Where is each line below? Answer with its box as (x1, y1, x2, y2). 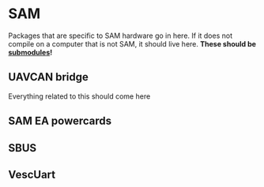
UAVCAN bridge (8, 70, 89, 84)
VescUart (8, 167, 56, 181)
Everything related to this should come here (8, 92, 151, 101)
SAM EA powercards (8, 114, 112, 128)
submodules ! (8, 47, 53, 57)
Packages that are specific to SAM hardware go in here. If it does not (8, 31, 233, 40)
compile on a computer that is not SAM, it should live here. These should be (8, 39, 257, 48)
